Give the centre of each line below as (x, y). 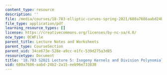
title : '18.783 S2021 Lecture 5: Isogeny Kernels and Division (72, 60)
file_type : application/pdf (34, 23)
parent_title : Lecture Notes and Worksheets (52, 42)
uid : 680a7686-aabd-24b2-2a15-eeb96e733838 (51, 65)
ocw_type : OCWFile (24, 37)
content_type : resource (30, 10)
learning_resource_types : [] (35, 28)
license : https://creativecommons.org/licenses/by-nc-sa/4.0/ (71, 33)
